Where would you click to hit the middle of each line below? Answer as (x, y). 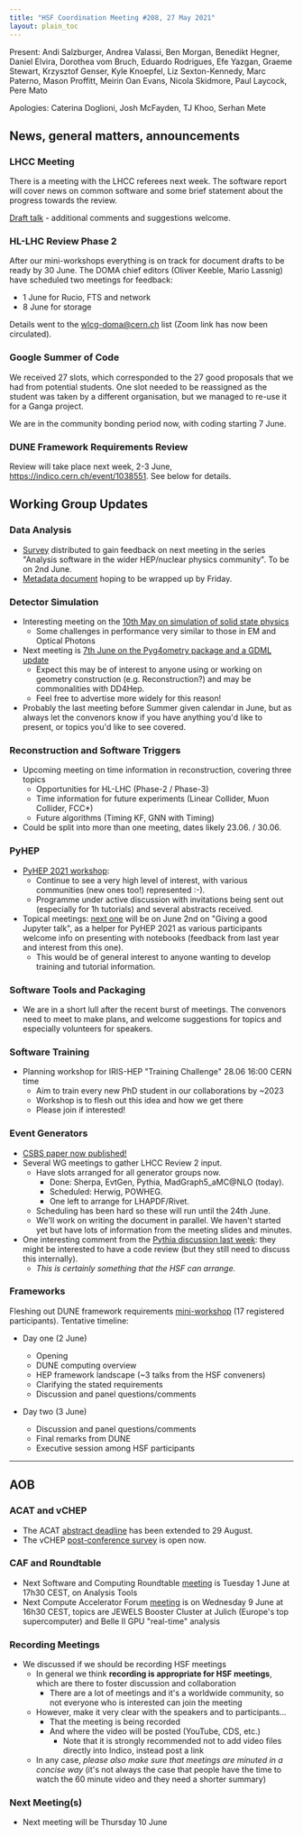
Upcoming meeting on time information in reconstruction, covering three (157, 770)
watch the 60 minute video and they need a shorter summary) (151, 1779)
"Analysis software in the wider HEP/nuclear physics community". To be (156, 559)
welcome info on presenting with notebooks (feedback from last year (151, 937)
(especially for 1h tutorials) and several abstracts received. (144, 909)
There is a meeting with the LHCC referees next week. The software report (148, 181)
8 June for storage (57, 307)
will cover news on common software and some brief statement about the (147, 191)
